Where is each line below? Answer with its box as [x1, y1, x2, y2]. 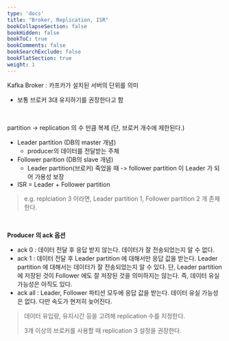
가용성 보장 [34, 173, 64, 181]
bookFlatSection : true [7, 55, 72, 62]
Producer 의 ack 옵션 [7, 231, 66, 239]
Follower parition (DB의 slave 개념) [16, 155, 114, 164]
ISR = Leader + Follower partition [16, 180, 111, 188]
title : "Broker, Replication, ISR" [7, 16, 109, 23]
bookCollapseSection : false [7, 23, 88, 30]
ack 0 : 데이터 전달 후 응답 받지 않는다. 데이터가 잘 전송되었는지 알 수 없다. [16, 245, 215, 254]
